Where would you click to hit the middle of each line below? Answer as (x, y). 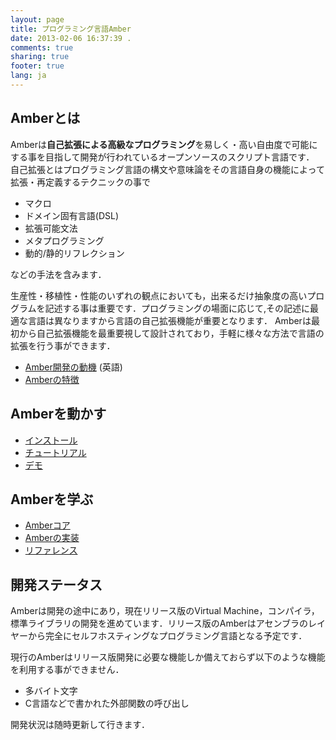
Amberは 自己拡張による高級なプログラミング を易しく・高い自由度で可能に (164, 144)
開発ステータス (56, 584)
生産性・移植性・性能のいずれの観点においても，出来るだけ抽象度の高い (159, 295)
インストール (51, 440)
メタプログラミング (64, 240)
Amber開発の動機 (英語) (73, 367)
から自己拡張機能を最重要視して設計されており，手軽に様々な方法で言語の (171, 333)
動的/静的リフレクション (74, 253)
